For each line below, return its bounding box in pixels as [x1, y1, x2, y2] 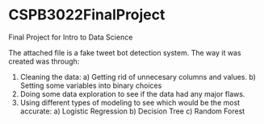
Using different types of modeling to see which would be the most [19, 97, 241, 107]
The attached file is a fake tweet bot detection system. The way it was [8, 48, 241, 57]
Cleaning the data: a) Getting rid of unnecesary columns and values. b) [19, 72, 257, 81]
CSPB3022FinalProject [8, 6, 166, 24]
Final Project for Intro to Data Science [8, 32, 133, 42]
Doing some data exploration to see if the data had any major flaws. [19, 89, 245, 98]
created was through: [8, 56, 80, 66]
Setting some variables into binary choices [19, 81, 162, 90]
